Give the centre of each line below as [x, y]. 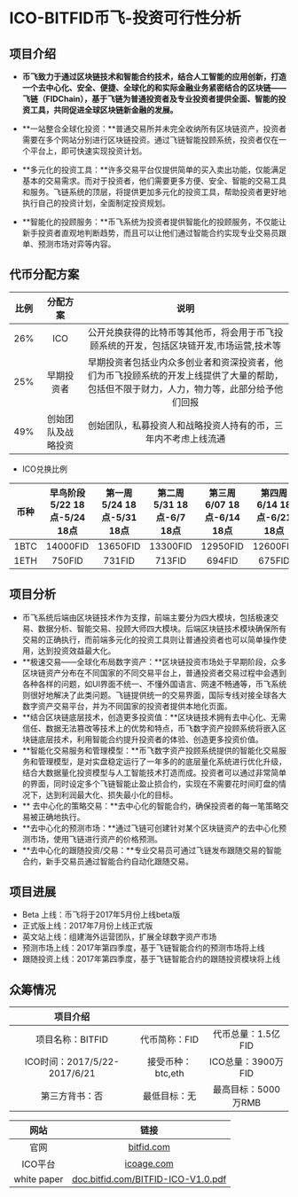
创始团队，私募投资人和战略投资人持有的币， [181, 425]
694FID [223, 560]
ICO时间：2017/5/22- [72, 1062]
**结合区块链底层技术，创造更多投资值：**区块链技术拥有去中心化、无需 [154, 717]
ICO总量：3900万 [247, 1062]
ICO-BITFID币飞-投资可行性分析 [125, 18]
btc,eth [169, 1074]
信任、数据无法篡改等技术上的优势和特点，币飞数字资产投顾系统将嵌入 [150, 728]
